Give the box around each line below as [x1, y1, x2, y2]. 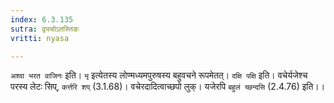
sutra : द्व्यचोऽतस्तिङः [10, 24, 80, 34]
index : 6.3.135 [10, 14, 74, 25]
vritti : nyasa [10, 33, 70, 43]
